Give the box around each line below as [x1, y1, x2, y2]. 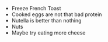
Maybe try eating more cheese [11, 29, 86, 36]
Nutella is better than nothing [11, 17, 82, 24]
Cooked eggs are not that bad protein [11, 11, 102, 18]
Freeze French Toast [11, 5, 61, 12]
